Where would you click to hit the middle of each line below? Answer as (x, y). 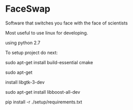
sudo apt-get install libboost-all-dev (43, 92)
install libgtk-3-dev (25, 82)
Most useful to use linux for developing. (47, 33)
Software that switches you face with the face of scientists (66, 23)
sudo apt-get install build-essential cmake (49, 62)
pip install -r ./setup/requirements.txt (44, 102)
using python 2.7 (23, 43)
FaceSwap (28, 9)
